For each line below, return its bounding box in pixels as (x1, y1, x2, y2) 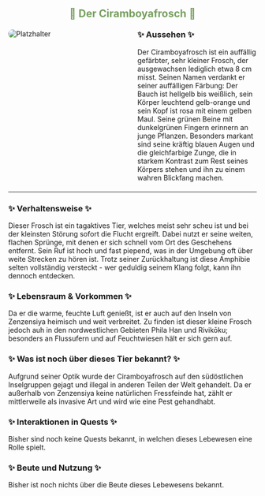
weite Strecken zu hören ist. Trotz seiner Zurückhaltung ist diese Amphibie (8, 255, 251, 264)
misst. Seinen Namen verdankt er (137, 72, 246, 82)
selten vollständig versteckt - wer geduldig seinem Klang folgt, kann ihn (8, 263, 241, 272)
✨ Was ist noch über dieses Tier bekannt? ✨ (8, 353, 181, 364)
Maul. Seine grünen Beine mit (137, 114, 233, 124)
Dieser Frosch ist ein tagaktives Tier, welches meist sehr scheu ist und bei (8, 221, 248, 230)
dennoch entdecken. (8, 271, 76, 281)
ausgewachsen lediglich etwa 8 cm (137, 64, 252, 73)
